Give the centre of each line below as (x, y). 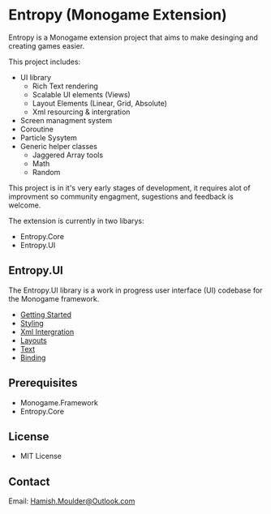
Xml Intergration (47, 332)
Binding (33, 358)
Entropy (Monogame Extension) (118, 15)
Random (46, 172)
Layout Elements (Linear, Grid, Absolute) (100, 103)
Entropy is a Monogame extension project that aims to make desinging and (133, 37)
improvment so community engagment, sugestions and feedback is (121, 196)
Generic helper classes (58, 146)
